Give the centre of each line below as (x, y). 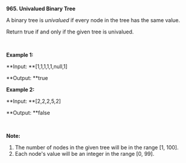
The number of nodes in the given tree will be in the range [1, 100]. (97, 147)
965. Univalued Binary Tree (41, 9)
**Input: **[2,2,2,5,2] (33, 101)
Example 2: (20, 90)
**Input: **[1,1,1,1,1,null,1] (37, 66)
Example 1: (20, 55)
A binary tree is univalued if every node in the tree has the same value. (93, 20)
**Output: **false (28, 113)
